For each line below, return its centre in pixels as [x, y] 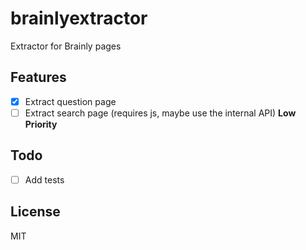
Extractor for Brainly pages [66, 46]
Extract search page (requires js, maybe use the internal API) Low [160, 113]
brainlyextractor [79, 18]
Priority [41, 124]
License [35, 212]
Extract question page [70, 101]
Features [38, 77]
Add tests [44, 179]
